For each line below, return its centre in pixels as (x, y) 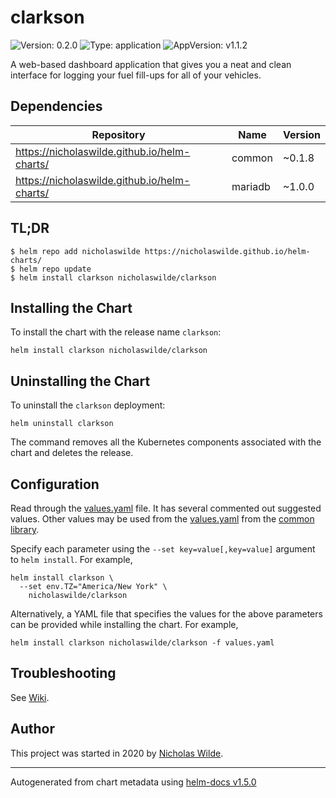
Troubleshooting (63, 673)
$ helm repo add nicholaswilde (75, 251)
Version (301, 134)
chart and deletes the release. (72, 453)
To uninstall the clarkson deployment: (88, 405)
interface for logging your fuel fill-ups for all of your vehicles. (136, 75)
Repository (118, 134)
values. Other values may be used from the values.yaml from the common (162, 519)
